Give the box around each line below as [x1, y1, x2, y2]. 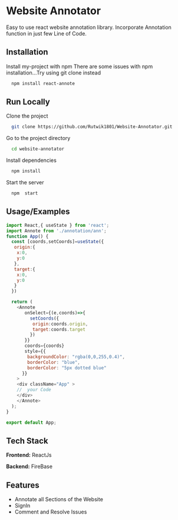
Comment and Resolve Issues [14, 508, 87, 515]
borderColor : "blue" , [27, 359, 81, 365]
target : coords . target [32, 326, 85, 332]
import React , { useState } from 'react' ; [6, 222, 110, 228]
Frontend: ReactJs [6, 451, 52, 459]
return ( [11, 299, 33, 305]
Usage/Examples [6, 207, 70, 217]
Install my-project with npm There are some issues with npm [6, 63, 153, 70]
